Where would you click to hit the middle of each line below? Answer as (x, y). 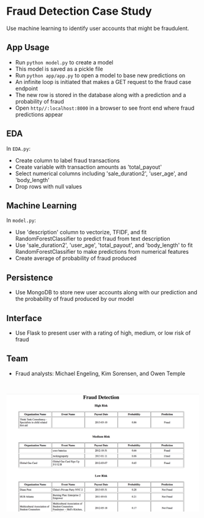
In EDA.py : (18, 148)
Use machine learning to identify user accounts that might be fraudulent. (98, 28)
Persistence (30, 277)
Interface (24, 318)
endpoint (27, 88)
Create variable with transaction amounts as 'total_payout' (88, 167)
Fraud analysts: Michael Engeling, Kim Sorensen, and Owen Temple (100, 373)
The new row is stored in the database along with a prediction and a (100, 95)
